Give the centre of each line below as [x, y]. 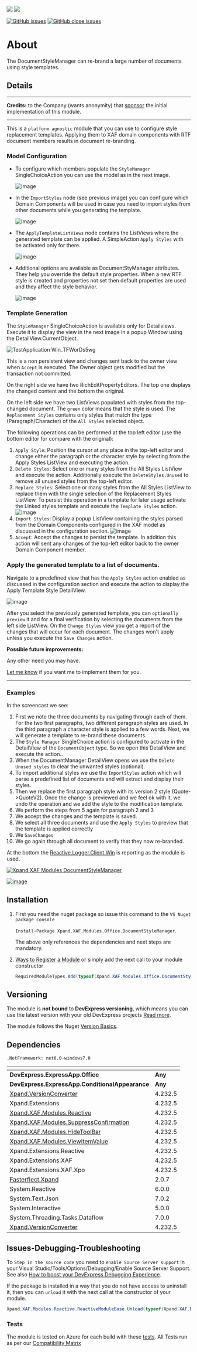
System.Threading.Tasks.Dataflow [57, 1218]
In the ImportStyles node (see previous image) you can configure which [102, 198]
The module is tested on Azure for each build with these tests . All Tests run [97, 1337]
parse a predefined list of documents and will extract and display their [99, 779]
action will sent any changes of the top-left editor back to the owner [97, 544]
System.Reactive [33, 1189]
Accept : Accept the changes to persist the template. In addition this [96, 537]
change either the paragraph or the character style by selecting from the [102, 457]
